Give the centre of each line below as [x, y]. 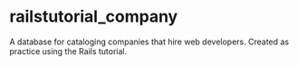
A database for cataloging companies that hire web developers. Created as [149, 42]
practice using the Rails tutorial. [68, 51]
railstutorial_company [94, 17]
